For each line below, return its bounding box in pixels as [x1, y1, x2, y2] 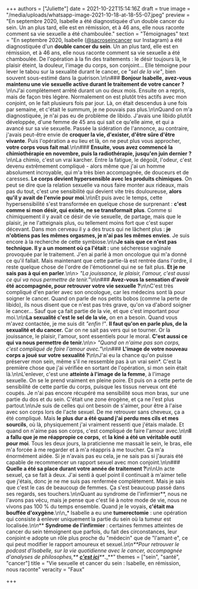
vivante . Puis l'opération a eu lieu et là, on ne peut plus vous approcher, [6, 138, 181, 144]
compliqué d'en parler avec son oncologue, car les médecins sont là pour [6, 289, 186, 295]
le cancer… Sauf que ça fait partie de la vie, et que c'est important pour [6, 308, 180, 314]
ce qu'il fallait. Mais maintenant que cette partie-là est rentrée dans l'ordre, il [6, 257, 192, 264]
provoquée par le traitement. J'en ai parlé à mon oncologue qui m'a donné [6, 251, 187, 257]
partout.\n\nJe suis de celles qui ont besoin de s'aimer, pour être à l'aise [6, 402, 182, 409]
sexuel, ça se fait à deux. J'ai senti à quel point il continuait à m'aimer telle [6, 472, 187, 478]
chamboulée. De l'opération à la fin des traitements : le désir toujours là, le [6, 56, 187, 62]
